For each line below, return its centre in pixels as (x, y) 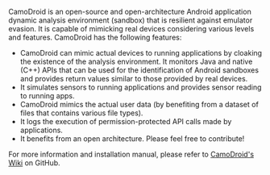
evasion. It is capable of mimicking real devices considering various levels (131, 29)
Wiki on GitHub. (34, 163)
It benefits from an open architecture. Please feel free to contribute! (132, 139)
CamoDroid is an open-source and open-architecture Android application (130, 12)
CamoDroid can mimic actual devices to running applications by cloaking (141, 53)
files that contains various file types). (81, 113)
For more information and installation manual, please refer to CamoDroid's (131, 154)
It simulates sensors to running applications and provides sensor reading (141, 87)
